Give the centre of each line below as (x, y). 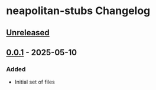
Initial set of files (35, 82)
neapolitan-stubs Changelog (78, 11)
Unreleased (28, 33)
